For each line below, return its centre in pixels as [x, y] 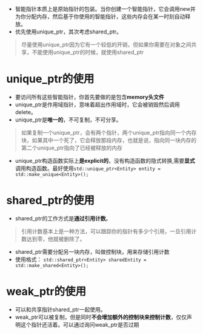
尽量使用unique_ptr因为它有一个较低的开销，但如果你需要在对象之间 [106, 45]
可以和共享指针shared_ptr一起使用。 [60, 309]
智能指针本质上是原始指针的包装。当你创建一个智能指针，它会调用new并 [105, 9]
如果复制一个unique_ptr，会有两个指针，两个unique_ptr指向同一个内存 [109, 132]
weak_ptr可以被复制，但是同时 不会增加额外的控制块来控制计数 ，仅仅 [101, 317]
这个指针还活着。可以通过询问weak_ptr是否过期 [80, 324]
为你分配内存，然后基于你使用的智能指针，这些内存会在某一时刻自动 [100, 16]
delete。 [25, 112]
